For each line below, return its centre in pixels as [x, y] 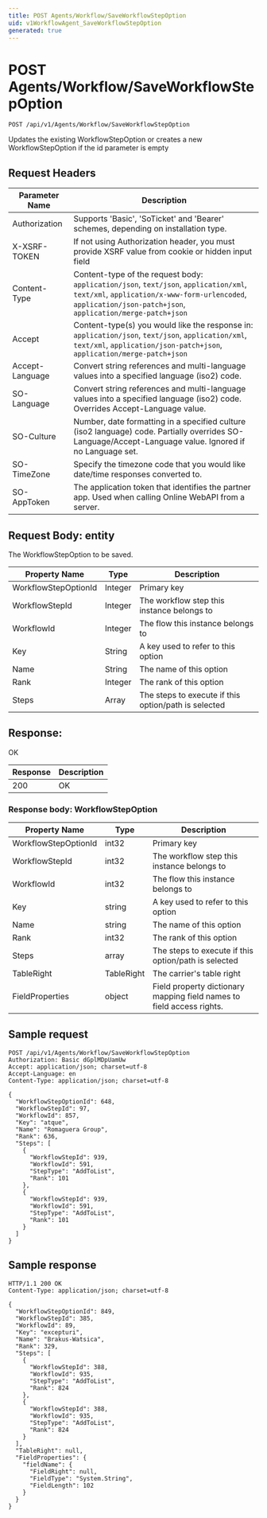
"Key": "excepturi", [49, 1332]
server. [87, 508]
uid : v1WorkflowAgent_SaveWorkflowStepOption [85, 23]
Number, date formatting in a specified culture [160, 422]
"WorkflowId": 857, [48, 1115]
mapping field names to [196, 997]
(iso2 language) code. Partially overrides [149, 432]
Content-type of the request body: [138, 274]
